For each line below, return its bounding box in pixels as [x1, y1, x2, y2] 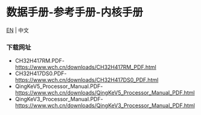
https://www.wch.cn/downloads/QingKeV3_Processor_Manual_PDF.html [14, 102, 195, 109]
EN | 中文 [6, 26, 29, 34]
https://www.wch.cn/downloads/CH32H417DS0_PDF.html [14, 76, 159, 84]
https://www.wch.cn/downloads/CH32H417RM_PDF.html [14, 64, 157, 71]
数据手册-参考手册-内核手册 [6, 5, 144, 19]
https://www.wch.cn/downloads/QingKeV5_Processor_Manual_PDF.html [14, 89, 195, 96]
